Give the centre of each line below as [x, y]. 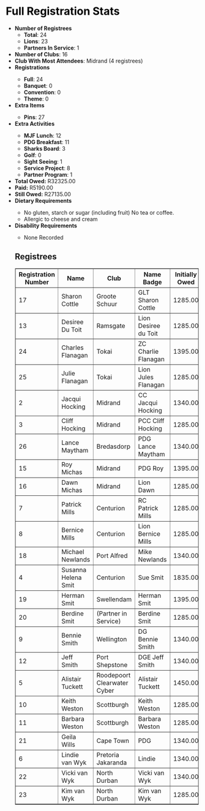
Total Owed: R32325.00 [45, 181]
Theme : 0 [36, 99]
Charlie [148, 351]
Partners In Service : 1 [51, 48]
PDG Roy [151, 468]
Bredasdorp [114, 446]
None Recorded [43, 237]
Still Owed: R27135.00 [43, 194]
